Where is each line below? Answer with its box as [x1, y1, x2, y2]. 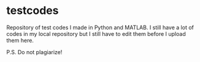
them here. [6, 36, 34, 44]
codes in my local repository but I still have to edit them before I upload [6, 30, 186, 37]
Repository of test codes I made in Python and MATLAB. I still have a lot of [6, 24, 194, 31]
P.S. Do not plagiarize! [6, 48, 63, 55]
